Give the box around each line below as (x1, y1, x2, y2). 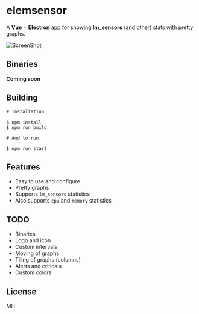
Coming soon (6, 75, 41, 82)
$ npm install (6, 119, 42, 125)
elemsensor (6, 4, 68, 17)
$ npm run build (6, 124, 47, 130)
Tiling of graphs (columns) (14, 256, 81, 263)
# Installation (6, 108, 45, 115)
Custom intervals (14, 243, 57, 251)
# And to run (6, 135, 39, 141)
